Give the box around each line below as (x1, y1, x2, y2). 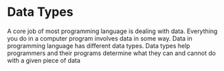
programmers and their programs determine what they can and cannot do (7, 49, 216, 57)
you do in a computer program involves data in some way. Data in (7, 34, 192, 42)
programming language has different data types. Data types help (7, 41, 190, 50)
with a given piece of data (7, 56, 81, 64)
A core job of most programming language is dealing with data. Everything (7, 27, 218, 35)
